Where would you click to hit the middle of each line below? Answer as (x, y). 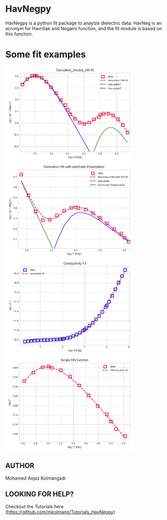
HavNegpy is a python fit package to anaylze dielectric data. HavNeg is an (83, 23)
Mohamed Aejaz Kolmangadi (35, 478)
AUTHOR (20, 466)
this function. (19, 34)
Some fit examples (45, 55)
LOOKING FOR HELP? (40, 494)
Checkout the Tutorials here (34, 506)
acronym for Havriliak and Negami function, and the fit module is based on (84, 28)
